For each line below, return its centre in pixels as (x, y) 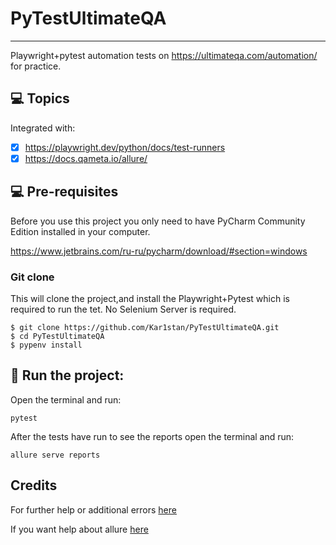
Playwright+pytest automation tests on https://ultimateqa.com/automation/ (164, 55)
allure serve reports (55, 455)
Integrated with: (43, 128)
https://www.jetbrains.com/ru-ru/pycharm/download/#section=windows (159, 251)
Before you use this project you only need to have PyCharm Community (158, 221)
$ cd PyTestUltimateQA (57, 336)
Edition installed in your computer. (80, 231)
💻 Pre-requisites (64, 192)
